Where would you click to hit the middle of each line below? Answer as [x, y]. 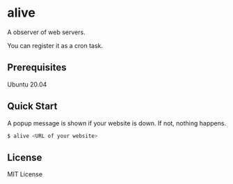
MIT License [25, 174]
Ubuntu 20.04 [27, 84]
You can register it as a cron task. [55, 45]
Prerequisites [37, 68]
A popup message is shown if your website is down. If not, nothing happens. [117, 123]
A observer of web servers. [46, 32]
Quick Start [32, 106]
